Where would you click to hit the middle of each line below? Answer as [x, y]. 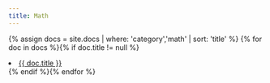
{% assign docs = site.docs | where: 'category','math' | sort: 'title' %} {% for [135, 39]
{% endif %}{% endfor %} [52, 71]
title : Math [28, 16]
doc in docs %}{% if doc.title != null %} [74, 47]
